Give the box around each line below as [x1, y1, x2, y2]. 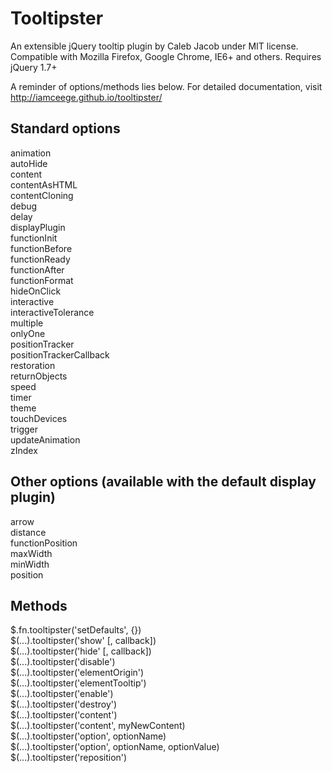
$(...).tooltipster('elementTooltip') [10, 677, 147, 689]
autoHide [10, 157, 48, 169]
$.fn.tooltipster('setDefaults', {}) [10, 624, 142, 636]
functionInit [10, 232, 58, 244]
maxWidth [10, 547, 53, 559]
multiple [10, 317, 44, 329]
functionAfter [10, 263, 65, 276]
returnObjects [10, 370, 68, 382]
